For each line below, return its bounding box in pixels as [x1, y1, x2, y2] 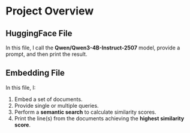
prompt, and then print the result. [5, 51, 88, 58]
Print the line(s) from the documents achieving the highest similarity [14, 114, 185, 122]
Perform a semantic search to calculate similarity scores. [14, 108, 156, 116]
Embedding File [5, 68, 65, 78]
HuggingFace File [5, 28, 73, 39]
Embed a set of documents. [14, 95, 83, 103]
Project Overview [5, 4, 94, 18]
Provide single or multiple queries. [14, 102, 99, 109]
